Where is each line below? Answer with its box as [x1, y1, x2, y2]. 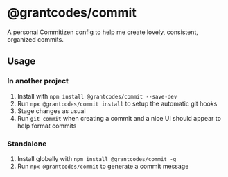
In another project [7, 76, 69, 86]
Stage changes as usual [17, 106, 86, 115]
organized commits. [7, 35, 64, 43]
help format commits [17, 121, 77, 130]
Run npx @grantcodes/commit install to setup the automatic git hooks [17, 99, 218, 108]
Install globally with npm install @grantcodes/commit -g [17, 154, 177, 162]
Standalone [7, 139, 47, 149]
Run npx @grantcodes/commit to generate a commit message [17, 162, 189, 170]
